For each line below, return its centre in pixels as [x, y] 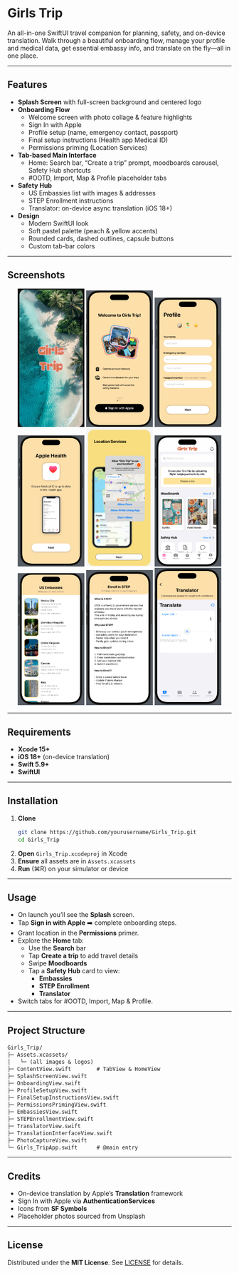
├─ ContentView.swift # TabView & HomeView [84, 1069]
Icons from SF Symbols [52, 1209]
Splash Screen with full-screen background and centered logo [110, 102]
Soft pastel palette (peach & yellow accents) [93, 230]
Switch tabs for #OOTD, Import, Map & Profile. [85, 1001]
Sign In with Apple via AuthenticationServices [86, 1201]
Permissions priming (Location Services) [88, 147]
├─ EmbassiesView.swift [43, 1112]
